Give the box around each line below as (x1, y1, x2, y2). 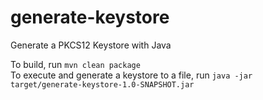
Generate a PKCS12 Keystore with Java (10, 39, 172, 51)
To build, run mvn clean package (10, 58, 141, 70)
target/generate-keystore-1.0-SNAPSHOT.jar (10, 79, 195, 90)
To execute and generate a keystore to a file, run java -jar (10, 69, 253, 81)
